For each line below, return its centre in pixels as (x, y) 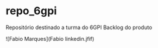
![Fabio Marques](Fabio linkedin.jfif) (50, 39)
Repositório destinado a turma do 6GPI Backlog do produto (79, 27)
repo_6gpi (31, 11)
